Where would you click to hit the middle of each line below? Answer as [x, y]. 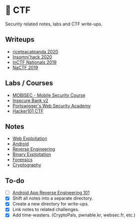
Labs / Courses [29, 83]
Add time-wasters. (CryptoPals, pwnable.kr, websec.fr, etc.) [74, 215]
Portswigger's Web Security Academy [52, 106]
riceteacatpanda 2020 [35, 51]
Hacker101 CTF [28, 111]
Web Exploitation [30, 138]
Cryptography [27, 165]
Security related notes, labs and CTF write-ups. [54, 24]
